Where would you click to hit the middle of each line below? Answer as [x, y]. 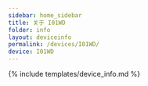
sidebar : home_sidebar [45, 15]
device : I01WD [31, 52]
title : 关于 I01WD [37, 23]
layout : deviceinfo [40, 37]
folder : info [29, 30]
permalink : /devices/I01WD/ [54, 45]
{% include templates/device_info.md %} [74, 74]
